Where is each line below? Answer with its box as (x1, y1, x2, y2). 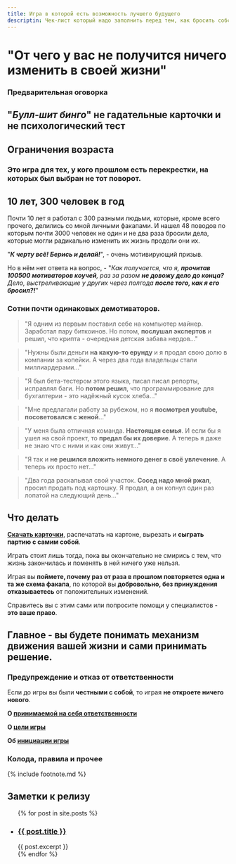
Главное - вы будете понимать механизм (7, 629, 199, 641)
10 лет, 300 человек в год (7, 195, 125, 208)
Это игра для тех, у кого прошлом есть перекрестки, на (7, 165, 209, 174)
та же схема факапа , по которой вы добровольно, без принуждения (7, 580, 218, 588)
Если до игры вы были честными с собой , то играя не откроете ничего (7, 687, 224, 697)
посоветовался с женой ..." (24, 413, 107, 421)
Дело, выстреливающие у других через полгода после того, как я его (7, 279, 220, 287)
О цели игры (7, 723, 46, 731)
